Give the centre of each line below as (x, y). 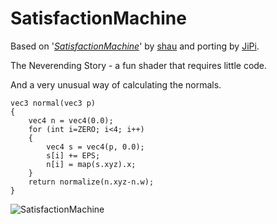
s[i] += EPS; (73, 155)
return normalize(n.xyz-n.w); (91, 182)
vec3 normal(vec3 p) (53, 103)
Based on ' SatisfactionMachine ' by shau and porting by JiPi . (135, 46)
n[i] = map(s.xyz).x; (91, 164)
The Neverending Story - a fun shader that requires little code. (139, 65)
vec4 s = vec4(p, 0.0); (95, 147)
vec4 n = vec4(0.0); (71, 120)
